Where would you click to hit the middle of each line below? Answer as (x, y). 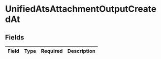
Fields (15, 37)
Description (81, 51)
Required (52, 51)
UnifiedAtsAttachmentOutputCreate (81, 9)
